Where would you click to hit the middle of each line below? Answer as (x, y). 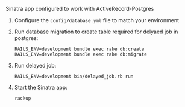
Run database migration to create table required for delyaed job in (96, 32)
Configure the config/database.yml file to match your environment (96, 20)
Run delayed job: (35, 65)
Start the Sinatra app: (41, 87)
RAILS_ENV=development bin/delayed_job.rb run (74, 77)
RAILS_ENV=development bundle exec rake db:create (79, 49)
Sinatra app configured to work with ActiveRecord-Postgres (80, 9)
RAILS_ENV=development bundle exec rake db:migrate (80, 54)
